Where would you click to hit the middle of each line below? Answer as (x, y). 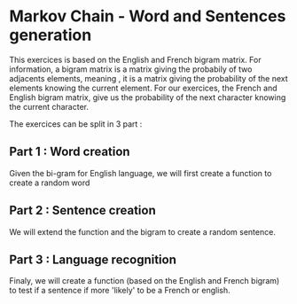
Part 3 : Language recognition (93, 259)
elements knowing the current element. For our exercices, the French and (143, 88)
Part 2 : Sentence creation (83, 210)
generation (51, 35)
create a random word (50, 183)
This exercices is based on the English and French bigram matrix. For (135, 59)
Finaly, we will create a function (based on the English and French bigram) (145, 281)
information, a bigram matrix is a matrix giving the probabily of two (131, 69)
